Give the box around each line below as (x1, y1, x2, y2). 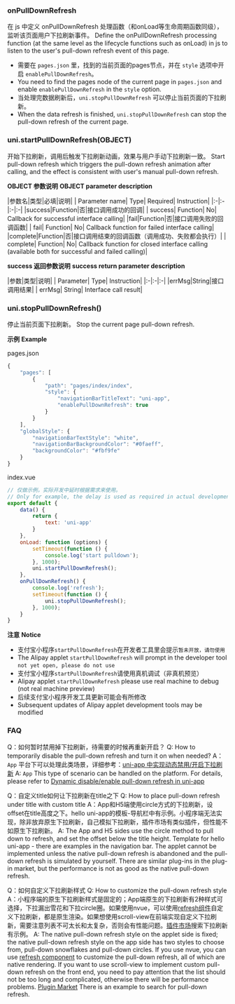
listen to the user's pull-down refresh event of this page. (7, 46, 169, 55)
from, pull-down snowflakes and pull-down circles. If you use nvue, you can (7, 945, 226, 953)
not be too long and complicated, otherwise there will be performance (7, 975, 209, 984)
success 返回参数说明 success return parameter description (7, 262, 185, 270)
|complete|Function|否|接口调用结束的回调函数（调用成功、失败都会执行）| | (7, 232, 227, 240)
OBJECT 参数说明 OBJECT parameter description (7, 182, 152, 190)
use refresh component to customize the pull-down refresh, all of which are (7, 953, 225, 961)
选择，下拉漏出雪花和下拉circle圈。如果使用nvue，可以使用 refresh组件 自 (7, 904, 218, 912)
